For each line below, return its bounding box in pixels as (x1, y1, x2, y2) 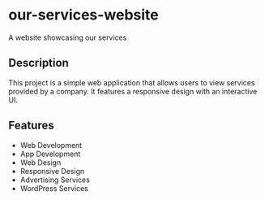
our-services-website (8, 6, 160, 24)
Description (8, 56, 69, 70)
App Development (19, 149, 81, 159)
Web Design (19, 157, 62, 167)
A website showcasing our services (8, 33, 127, 42)
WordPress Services (19, 183, 89, 193)
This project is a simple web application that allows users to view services (8, 77, 255, 87)
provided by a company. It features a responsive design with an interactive (8, 86, 258, 96)
